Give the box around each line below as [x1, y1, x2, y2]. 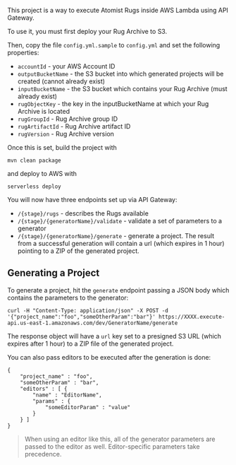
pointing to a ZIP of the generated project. [17, 247, 139, 255]
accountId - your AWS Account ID [17, 62, 116, 70]
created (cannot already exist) [17, 77, 106, 86]
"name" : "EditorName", [32, 392, 102, 399]
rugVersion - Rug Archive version [17, 130, 115, 138]
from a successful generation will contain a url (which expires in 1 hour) [17, 240, 225, 247]
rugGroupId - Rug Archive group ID [17, 114, 118, 123]
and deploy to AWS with [7, 170, 77, 177]
